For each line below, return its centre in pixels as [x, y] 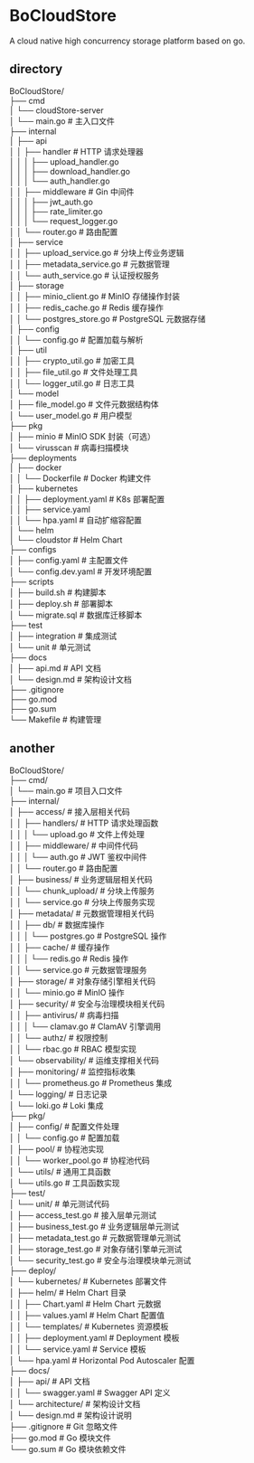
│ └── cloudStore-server [56, 110]
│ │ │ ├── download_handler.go [70, 171]
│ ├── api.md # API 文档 [56, 668]
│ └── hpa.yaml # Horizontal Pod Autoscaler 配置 [102, 1360]
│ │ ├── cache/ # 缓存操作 [60, 947]
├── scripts [32, 581]
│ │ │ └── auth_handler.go [60, 181]
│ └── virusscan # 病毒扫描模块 [69, 448]
